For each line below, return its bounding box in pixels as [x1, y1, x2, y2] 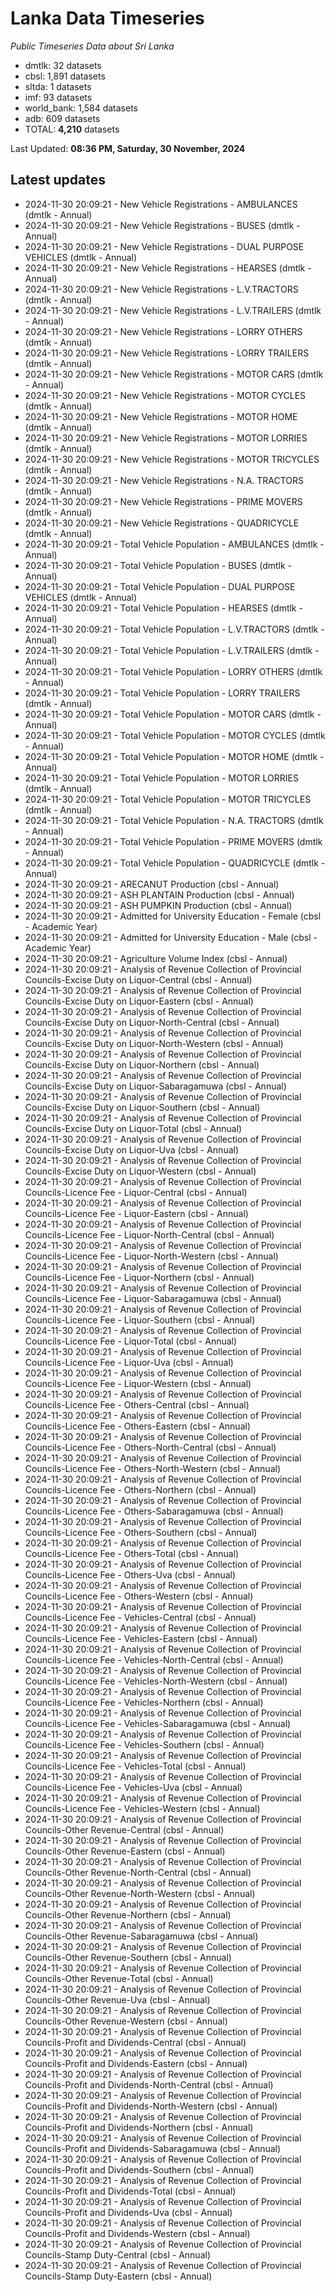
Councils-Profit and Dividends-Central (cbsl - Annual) [24, 2036, 247, 2048]
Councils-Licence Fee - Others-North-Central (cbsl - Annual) [24, 1441, 277, 1453]
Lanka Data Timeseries [10, 7, 205, 30]
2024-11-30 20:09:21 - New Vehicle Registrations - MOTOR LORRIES [24, 432, 308, 444]
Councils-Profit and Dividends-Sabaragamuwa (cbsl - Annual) [24, 2142, 282, 2154]
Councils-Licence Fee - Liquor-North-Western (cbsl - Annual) [24, 1250, 279, 1262]
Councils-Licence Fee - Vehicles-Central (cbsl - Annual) [24, 1611, 257, 1623]
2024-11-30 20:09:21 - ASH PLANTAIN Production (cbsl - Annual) [24, 888, 295, 901]
